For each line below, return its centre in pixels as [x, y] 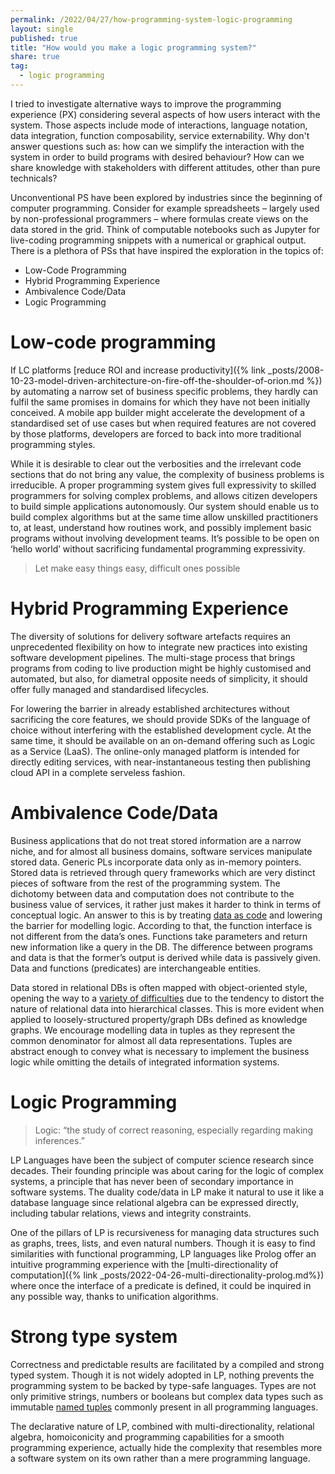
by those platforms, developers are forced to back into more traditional [156, 433]
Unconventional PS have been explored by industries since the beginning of [166, 197]
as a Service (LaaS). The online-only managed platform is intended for [155, 751]
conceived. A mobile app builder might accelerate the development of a [158, 412]
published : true [44, 38]
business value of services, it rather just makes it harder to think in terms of [166, 904]
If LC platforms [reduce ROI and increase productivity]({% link [138, 370]
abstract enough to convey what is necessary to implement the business [160, 1051]
